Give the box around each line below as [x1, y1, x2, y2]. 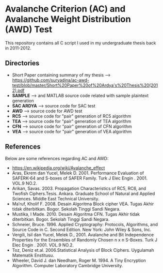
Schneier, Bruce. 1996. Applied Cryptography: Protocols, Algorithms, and [12, 221, 158, 227]
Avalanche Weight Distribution [5, 14, 131, 25]
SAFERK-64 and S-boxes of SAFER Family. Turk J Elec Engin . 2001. [12, 175, 148, 181]
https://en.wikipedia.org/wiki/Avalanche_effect [12, 165, 105, 170]
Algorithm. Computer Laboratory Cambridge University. [12, 262, 123, 268]
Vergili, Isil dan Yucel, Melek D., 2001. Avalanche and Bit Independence [12, 231, 154, 238]
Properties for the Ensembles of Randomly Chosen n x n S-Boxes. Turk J [12, 237, 158, 243]
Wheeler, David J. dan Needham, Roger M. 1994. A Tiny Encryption [12, 258, 147, 263]
